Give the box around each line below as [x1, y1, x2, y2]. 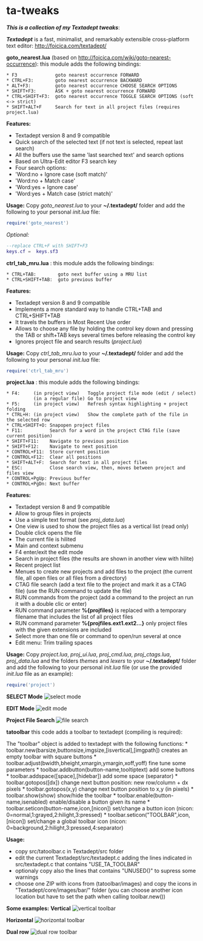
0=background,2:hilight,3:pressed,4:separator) [6, 824, 124, 832]
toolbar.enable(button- [117, 792, 174, 799]
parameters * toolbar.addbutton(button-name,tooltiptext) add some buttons [6, 766, 195, 773]
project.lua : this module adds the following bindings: [6, 378, 140, 386]
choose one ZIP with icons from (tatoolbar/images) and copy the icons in [15, 880, 197, 887]
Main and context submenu [15, 542, 84, 549]
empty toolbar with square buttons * [6, 753, 97, 760]
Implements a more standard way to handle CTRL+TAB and [15, 305, 162, 313]
